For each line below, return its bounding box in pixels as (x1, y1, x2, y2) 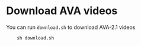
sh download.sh (17, 35, 55, 41)
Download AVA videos (6, 4, 118, 18)
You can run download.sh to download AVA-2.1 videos (6, 24, 136, 31)
